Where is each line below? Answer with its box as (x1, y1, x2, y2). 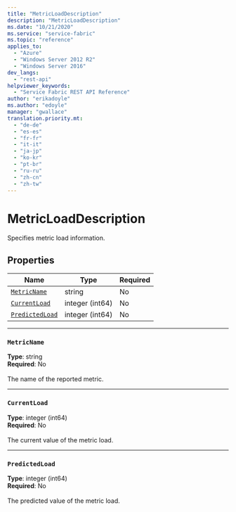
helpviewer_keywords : (7, 82, 71, 89)
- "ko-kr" (13, 154, 42, 162)
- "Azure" (13, 50, 42, 57)
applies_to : (7, 43, 42, 50)
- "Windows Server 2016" (13, 63, 86, 70)
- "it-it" (13, 141, 42, 148)
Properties (7, 254, 55, 266)
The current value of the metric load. (7, 435, 114, 444)
